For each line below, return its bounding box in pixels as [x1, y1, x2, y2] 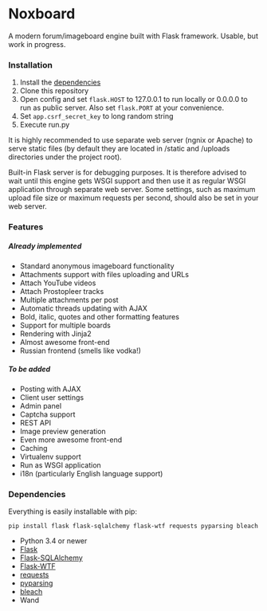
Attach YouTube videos [19, 278, 96, 288]
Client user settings [19, 393, 84, 402]
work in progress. [8, 39, 66, 49]
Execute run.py [19, 120, 70, 130]
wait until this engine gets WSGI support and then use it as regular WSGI [8, 176, 246, 186]
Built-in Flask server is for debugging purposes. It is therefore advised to [8, 168, 247, 178]
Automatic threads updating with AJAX [19, 304, 147, 313]
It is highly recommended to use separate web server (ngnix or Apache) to [8, 135, 253, 145]
